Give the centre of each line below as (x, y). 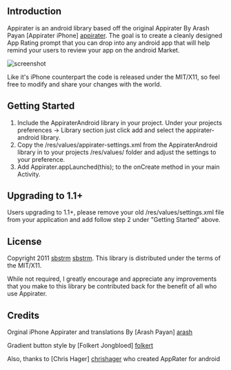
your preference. (41, 159)
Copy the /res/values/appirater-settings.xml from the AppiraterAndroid (117, 145)
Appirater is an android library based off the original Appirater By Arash (108, 28)
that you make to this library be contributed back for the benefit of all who (112, 286)
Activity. (29, 174)
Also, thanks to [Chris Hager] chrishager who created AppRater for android (114, 359)
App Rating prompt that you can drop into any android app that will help (109, 43)
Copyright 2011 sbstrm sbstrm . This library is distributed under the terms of (114, 258)
